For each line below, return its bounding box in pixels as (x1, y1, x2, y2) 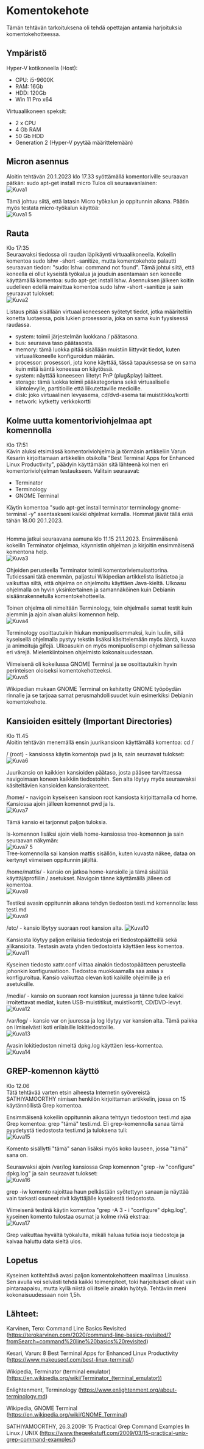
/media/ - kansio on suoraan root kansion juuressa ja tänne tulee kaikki (6, 992, 184, 999)
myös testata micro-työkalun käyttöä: (6, 204, 100, 211)
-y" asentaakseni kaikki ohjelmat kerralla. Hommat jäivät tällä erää (28, 511, 194, 518)
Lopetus (6, 1255, 38, 1266)
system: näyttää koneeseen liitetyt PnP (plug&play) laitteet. (15, 372, 163, 379)
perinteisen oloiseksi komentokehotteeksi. (6, 667, 112, 674)
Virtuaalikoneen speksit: (6, 108, 67, 115)
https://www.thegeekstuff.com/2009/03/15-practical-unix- (41, 1429, 189, 1437)
